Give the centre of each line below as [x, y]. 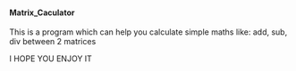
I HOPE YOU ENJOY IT [51, 59]
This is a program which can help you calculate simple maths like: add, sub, [148, 32]
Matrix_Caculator [42, 12]
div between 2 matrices [53, 42]
